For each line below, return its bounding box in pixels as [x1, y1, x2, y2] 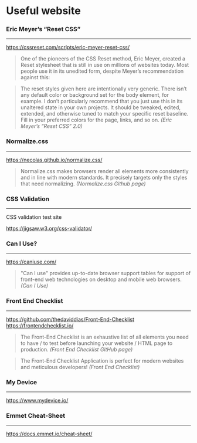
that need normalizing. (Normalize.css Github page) [20, 180, 146, 187]
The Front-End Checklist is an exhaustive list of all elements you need [20, 333, 189, 340]
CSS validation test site [6, 214, 62, 221]
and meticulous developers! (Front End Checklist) [20, 363, 140, 370]
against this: [20, 74, 50, 81]
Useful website [6, 4, 81, 18]
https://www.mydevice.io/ [6, 397, 69, 404]
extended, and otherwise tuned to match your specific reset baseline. [20, 110, 189, 117]
